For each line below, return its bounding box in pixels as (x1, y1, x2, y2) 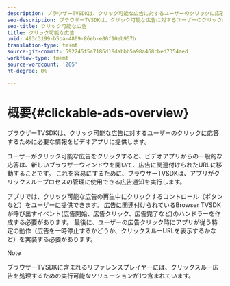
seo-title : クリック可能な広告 (7, 23, 87, 29)
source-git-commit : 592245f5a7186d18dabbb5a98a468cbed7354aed (7, 49, 188, 56)
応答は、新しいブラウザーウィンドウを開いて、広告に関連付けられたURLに (7, 160, 217, 169)
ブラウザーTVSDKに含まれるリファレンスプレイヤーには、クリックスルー (7, 263, 214, 272)
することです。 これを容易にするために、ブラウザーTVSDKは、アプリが (12, 169, 214, 178)
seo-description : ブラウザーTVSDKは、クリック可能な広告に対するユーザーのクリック (7, 16, 222, 23)
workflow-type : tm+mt (7, 55, 69, 62)
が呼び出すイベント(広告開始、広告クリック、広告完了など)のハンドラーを (7, 210, 215, 218)
